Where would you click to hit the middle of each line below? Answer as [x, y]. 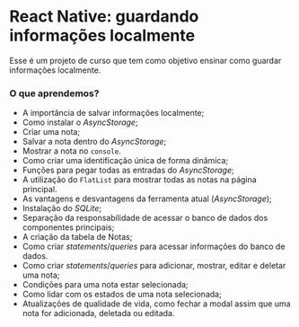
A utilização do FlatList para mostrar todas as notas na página [140, 180]
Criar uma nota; [51, 132]
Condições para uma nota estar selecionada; [105, 285]
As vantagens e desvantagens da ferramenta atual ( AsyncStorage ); [147, 199]
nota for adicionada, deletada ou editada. [98, 314]
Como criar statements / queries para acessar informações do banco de [154, 247]
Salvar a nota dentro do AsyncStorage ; [94, 142]
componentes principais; [68, 227]
